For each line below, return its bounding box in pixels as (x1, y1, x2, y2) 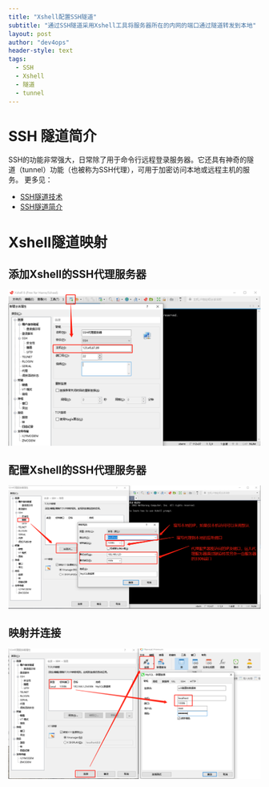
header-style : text (8, 46, 74, 55)
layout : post (8, 30, 52, 38)
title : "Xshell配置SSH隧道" (8, 13, 98, 21)
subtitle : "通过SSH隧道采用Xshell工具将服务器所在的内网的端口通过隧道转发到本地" (8, 21, 257, 30)
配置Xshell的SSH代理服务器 (8, 463, 147, 477)
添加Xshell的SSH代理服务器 (8, 268, 147, 281)
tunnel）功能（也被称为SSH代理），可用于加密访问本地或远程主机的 (22, 165, 243, 175)
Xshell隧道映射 (8, 233, 108, 252)
